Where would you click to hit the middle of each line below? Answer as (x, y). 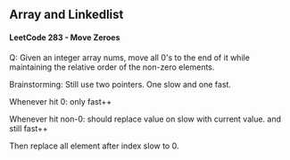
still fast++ (29, 128)
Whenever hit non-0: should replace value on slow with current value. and (145, 119)
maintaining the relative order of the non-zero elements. (112, 67)
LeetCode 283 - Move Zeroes (65, 37)
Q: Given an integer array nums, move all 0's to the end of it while (129, 57)
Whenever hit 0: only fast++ (61, 101)
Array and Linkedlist (66, 15)
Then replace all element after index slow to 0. (94, 146)
